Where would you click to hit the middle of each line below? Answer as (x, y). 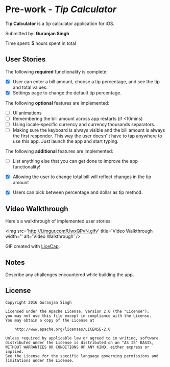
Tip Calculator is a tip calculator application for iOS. (60, 23)
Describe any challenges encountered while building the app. (70, 275)
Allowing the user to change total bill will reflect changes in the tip (82, 177)
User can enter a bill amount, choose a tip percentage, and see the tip (86, 81)
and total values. (30, 87)
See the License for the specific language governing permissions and (82, 356)
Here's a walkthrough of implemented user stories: (59, 221)
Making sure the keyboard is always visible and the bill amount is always (89, 130)
